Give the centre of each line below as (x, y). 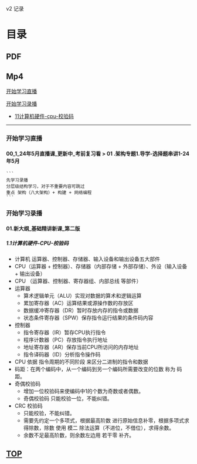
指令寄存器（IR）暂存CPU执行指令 (64, 332)
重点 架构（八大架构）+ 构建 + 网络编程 (49, 193)
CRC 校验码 (28, 406)
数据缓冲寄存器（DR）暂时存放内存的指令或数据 (81, 310)
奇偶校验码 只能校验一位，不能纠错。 (68, 399)
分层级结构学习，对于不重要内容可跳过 (45, 186)
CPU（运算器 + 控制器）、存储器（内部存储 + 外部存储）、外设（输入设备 (101, 266)
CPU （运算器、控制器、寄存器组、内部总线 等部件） (78, 281)
